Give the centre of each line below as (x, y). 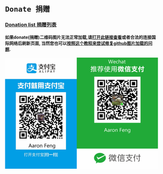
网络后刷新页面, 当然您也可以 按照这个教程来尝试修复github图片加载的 (79, 43)
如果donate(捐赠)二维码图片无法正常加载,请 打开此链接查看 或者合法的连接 (78, 37)
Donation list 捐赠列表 (31, 25)
